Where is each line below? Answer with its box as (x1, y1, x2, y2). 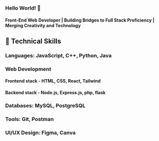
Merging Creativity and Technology (5, 22, 81, 28)
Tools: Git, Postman (5, 115, 54, 122)
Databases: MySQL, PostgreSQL (5, 102, 86, 109)
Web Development (5, 65, 52, 73)
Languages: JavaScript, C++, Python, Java (5, 52, 112, 59)
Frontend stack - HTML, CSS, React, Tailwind (5, 78, 101, 84)
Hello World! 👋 (5, 5, 41, 12)
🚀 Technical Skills (5, 37, 62, 45)
